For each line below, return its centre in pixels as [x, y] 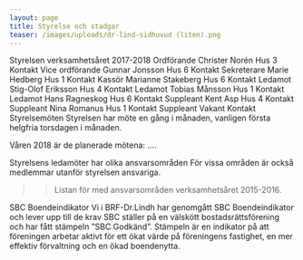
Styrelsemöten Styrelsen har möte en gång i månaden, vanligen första [140, 118]
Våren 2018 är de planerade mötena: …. [83, 145]
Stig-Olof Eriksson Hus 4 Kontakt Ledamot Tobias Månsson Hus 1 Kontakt [147, 89]
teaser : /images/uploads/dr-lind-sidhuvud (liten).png [115, 34]
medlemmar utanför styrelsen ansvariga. [85, 172]
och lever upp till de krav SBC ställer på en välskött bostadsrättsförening [144, 217]
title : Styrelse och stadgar [64, 26]
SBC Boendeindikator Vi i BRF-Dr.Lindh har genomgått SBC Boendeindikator [152, 207]
